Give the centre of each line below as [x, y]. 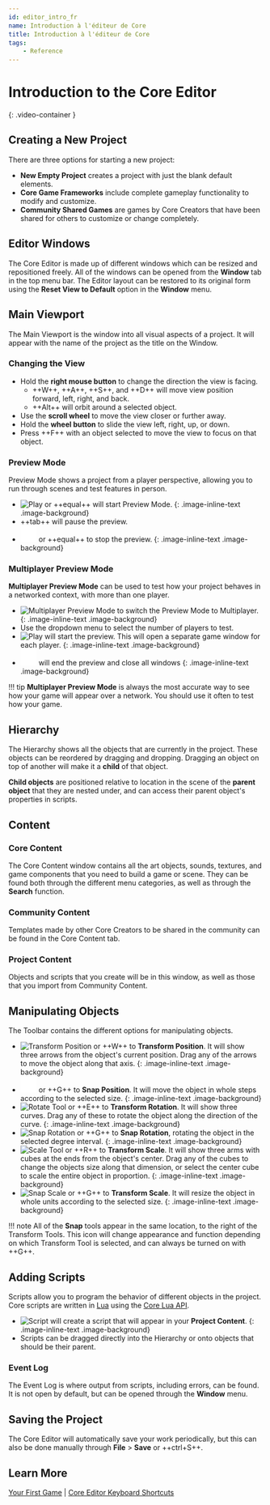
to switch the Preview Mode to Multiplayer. [188, 610]
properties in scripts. [43, 799]
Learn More [38, 1473]
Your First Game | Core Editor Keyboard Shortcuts [91, 1493]
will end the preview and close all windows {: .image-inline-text [143, 663]
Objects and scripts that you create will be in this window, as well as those [132, 977]
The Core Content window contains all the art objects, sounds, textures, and [135, 865]
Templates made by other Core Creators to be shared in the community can [134, 930]
